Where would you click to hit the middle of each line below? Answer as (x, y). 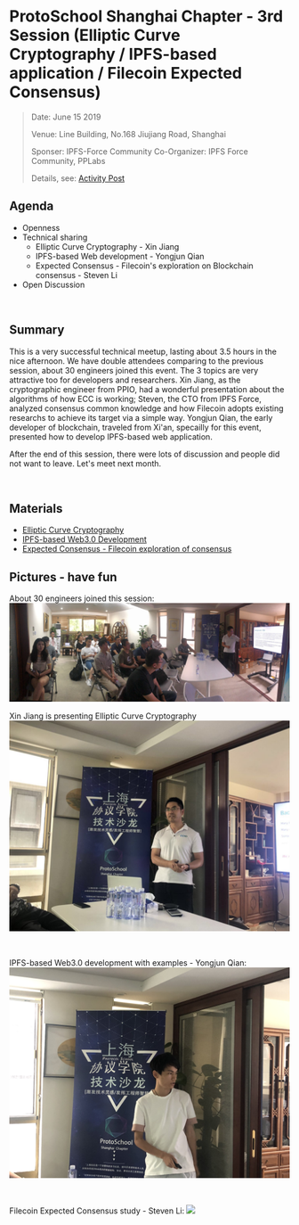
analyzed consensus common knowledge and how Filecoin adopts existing (146, 408)
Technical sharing (55, 237)
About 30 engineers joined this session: (82, 598)
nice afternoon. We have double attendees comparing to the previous (137, 361)
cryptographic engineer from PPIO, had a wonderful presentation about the (147, 389)
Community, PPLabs (68, 160)
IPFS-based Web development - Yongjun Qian (120, 256)
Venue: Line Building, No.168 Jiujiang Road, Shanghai (129, 134)
